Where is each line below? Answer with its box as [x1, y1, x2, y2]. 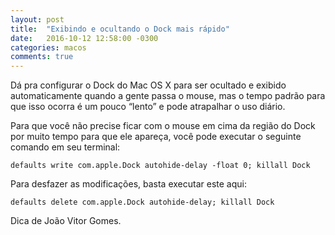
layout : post [10, 14, 65, 25]
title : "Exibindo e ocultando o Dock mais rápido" [10, 24, 230, 34]
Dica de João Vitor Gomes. [10, 215, 122, 227]
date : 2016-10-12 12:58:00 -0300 [10, 33, 159, 43]
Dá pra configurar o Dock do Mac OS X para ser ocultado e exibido [10, 79, 287, 91]
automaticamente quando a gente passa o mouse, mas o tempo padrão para [10, 90, 326, 102]
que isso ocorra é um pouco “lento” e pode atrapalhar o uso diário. [10, 101, 286, 113]
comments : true [10, 52, 74, 62]
